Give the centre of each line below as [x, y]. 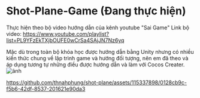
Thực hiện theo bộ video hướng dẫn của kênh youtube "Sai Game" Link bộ [98, 27]
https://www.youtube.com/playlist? [66, 33]
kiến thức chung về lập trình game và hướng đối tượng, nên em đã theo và [97, 58]
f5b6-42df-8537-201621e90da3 [46, 88]
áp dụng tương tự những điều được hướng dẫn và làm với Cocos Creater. [96, 65]
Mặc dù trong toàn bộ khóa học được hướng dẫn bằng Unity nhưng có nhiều [100, 51]
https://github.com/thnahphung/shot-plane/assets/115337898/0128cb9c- [97, 82]
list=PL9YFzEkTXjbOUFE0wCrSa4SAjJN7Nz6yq [65, 40]
